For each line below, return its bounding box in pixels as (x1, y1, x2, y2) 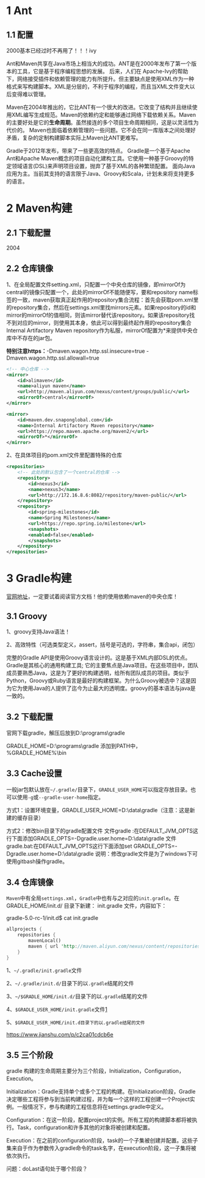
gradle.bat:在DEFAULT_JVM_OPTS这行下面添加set (6, 842, 132, 850)
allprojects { (6, 926, 43, 933)
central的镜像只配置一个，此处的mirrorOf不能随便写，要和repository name (6, 288, 193, 295)
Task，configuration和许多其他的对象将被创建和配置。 (16, 1124, 154, 1132)
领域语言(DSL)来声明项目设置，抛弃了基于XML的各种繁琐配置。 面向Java (11, 163, 195, 169)
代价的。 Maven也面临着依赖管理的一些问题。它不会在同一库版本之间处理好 (6, 127, 196, 133)
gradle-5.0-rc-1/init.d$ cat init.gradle (6, 914, 99, 922)
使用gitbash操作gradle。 (6, 858, 68, 865)
